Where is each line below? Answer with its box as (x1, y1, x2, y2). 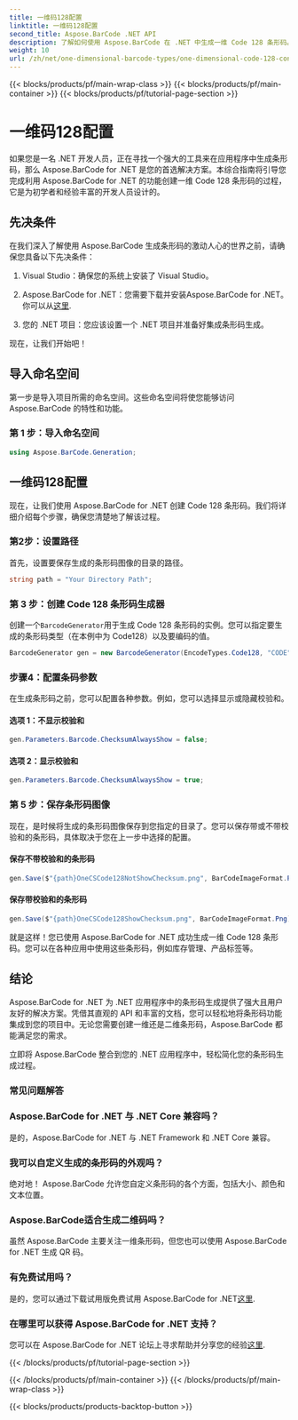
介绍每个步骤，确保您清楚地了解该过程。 (16, 511, 165, 522)
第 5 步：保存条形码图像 (9, 799, 111, 811)
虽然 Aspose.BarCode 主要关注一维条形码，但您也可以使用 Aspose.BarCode (9, 1236, 287, 1247)
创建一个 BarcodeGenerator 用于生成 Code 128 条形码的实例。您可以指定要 (9, 619, 275, 631)
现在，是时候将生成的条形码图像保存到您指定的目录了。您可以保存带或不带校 (9, 820, 289, 831)
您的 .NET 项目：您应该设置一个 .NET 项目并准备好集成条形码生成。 (21, 319, 269, 330)
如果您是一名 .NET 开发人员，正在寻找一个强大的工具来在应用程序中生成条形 (9, 153, 288, 164)
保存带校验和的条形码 (9, 894, 87, 905)
